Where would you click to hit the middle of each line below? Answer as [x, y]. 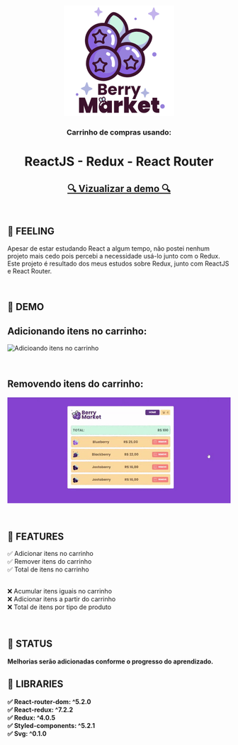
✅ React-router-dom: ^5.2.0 [49, 702]
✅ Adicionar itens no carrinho [50, 554]
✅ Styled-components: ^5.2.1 [51, 726]
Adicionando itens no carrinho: [77, 331]
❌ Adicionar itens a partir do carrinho [62, 599]
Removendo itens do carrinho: [75, 384]
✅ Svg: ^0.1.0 [27, 734]
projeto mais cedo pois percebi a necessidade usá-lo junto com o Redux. [114, 256]
